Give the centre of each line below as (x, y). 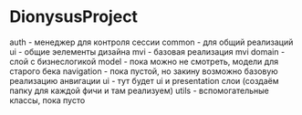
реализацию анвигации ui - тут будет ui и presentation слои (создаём (144, 80)
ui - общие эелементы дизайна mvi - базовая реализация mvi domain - (147, 51)
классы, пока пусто (47, 100)
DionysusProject (74, 17)
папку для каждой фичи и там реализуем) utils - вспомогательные (139, 90)
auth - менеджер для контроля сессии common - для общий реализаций (151, 42)
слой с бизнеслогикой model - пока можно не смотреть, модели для (144, 61)
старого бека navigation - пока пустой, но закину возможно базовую (144, 71)
